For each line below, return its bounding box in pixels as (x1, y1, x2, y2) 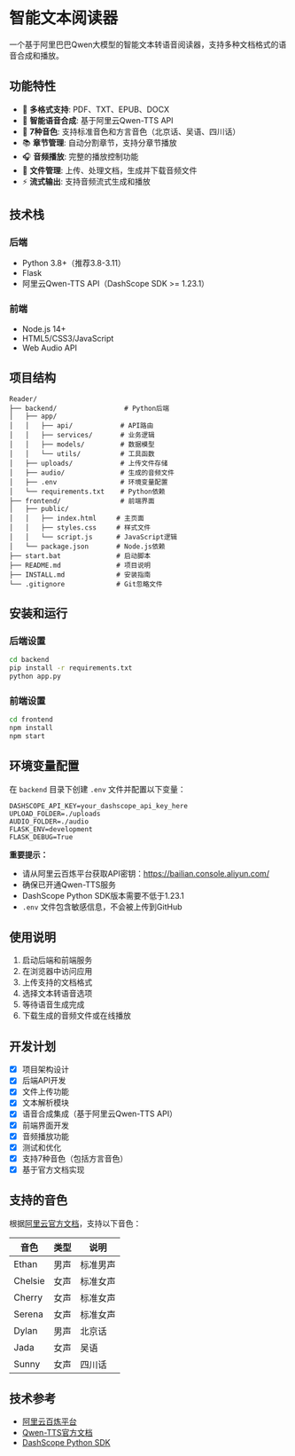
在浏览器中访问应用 (21, 966, 93, 977)
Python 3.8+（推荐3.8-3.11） (21, 258, 126, 269)
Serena (13, 1308, 44, 1320)
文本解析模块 (21, 1098, 69, 1108)
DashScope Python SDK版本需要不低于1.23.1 (21, 890, 184, 901)
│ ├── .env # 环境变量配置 (9, 477, 168, 486)
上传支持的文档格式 (21, 977, 93, 988)
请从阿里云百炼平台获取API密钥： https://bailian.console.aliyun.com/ (21, 868, 270, 878)
